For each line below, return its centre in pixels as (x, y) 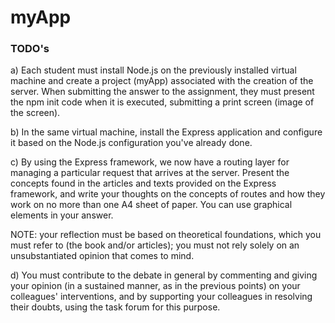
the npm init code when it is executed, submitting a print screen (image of (162, 102)
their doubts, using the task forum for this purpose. (115, 307)
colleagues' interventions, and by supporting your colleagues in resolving (161, 297)
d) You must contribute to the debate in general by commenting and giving (164, 275)
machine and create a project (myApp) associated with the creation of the (162, 81)
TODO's (30, 49)
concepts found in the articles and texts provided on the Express (143, 183)
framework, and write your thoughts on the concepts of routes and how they (168, 194)
